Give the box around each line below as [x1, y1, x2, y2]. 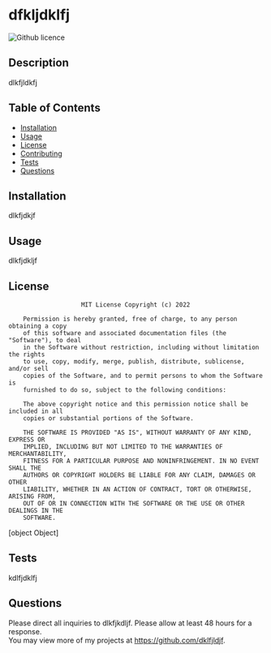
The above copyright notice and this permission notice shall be [23, 400, 249, 408]
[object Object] [8, 528, 59, 537]
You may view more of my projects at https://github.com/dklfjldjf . [8, 635, 226, 645]
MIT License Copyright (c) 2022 [80, 301, 191, 309]
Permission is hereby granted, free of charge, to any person [23, 315, 238, 323]
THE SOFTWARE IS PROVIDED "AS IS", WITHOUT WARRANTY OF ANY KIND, [23, 428, 252, 436]
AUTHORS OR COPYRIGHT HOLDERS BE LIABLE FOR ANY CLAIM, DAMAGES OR [23, 471, 256, 479]
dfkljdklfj [8, 6, 71, 24]
